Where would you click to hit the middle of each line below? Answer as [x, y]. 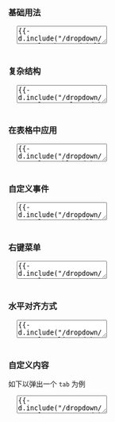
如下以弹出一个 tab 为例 [47, 384]
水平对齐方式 [33, 306]
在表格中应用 [33, 130]
